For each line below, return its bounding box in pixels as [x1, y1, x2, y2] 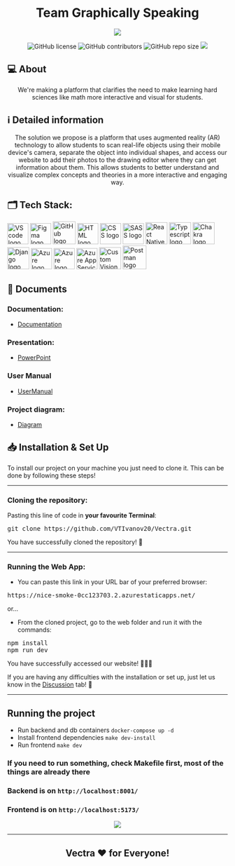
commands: [17, 625, 52, 634]
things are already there [7, 767, 91, 777]
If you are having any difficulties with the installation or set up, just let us [7, 673, 215, 682]
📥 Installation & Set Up [7, 442, 109, 454]
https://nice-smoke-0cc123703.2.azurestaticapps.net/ [7, 591, 196, 600]
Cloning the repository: [7, 495, 88, 505]
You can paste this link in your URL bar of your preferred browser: [17, 578, 208, 586]
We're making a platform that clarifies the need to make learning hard [17, 86, 218, 94]
